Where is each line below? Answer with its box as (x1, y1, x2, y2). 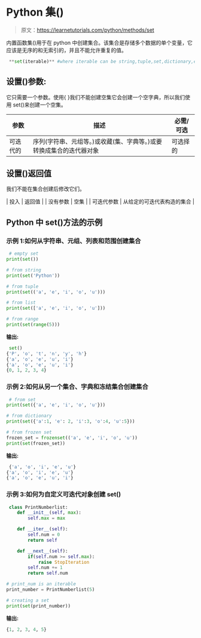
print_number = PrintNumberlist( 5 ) (6, 587, 95, 593)
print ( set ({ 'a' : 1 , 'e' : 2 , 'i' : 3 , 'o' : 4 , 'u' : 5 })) (6, 419, 135, 425)
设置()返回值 (6, 169, 52, 179)
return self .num (28, 570, 68, 576)
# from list (6, 300, 36, 306)
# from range (6, 316, 39, 322)
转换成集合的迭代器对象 (32, 146, 99, 154)
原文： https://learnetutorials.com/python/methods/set (20, 26, 154, 33)
